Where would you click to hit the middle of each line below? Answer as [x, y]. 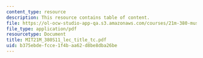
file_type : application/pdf [42, 29]
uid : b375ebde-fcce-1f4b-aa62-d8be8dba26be [62, 46]
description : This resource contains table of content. [78, 18]
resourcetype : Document [36, 34]
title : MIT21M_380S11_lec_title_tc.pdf [56, 40]
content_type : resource [36, 12]
